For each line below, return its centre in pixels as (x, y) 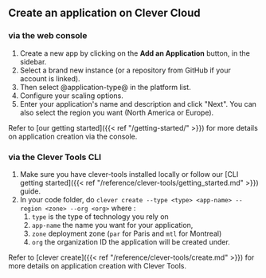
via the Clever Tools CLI (55, 157)
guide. (30, 191)
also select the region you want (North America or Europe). (117, 112)
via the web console (48, 36)
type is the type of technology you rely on (100, 216)
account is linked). (50, 78)
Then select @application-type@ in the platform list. (105, 87)
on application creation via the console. (73, 136)
